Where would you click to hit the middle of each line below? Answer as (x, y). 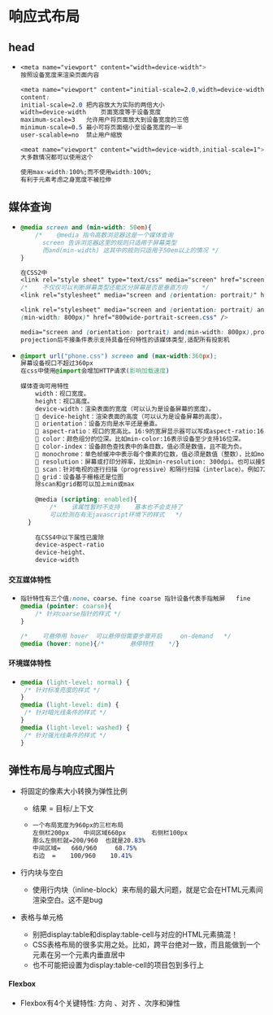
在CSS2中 (34, 272)
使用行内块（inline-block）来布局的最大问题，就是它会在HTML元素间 (147, 889)
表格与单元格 (41, 917)
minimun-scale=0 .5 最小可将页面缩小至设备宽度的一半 (101, 128)
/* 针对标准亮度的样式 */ (62, 690)
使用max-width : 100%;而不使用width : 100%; (86, 172)
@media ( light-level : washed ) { (75, 727)
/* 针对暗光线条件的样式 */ (65, 712)
